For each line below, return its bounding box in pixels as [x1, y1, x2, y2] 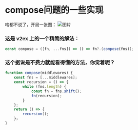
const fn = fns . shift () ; [31, 89, 82, 94]
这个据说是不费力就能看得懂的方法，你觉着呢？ [5, 59, 115, 66]
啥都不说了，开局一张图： [5, 22, 57, 27]
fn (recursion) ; [31, 93, 62, 98]
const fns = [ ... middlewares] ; [14, 75, 78, 80]
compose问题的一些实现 [5, 4, 104, 16]
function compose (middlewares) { [5, 71, 73, 76]
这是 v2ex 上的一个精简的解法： [5, 35, 79, 42]
